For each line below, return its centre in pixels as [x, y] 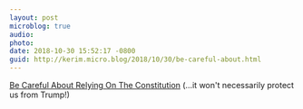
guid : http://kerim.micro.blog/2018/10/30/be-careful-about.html [135, 59]
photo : [22, 43]
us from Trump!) [40, 95]
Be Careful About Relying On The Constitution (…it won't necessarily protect [152, 85]
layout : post [34, 18]
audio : [22, 34]
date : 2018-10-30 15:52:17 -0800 [73, 51]
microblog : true [40, 26]
